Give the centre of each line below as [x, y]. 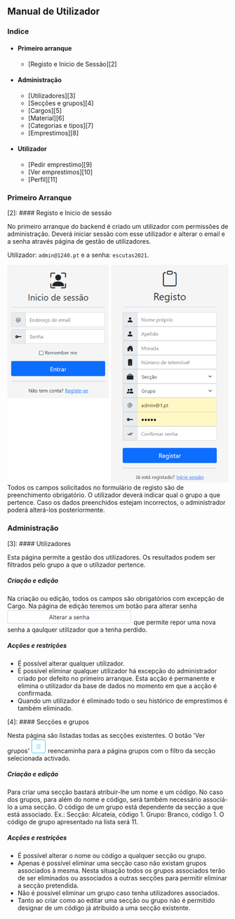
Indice [18, 32]
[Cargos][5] [45, 110]
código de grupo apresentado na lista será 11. [73, 821]
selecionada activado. [39, 758]
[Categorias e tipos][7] [61, 125]
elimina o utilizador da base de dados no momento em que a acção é [117, 686]
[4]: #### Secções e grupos [48, 722]
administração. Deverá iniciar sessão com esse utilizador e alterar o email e [116, 234]
